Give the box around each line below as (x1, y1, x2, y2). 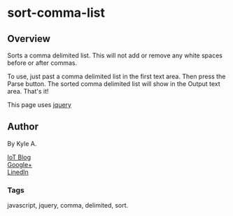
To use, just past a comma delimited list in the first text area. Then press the (7, 72, 226, 80)
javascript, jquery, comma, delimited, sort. (7, 201, 129, 210)
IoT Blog (7, 152, 31, 161)
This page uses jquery (7, 101, 72, 109)
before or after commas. (7, 59, 78, 67)
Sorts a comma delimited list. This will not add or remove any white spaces (7, 51, 223, 59)
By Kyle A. (7, 139, 37, 147)
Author (7, 121, 38, 133)
